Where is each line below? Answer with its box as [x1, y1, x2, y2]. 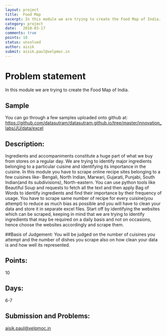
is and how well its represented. [5, 242, 71, 248]
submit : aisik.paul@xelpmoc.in [5, 49, 70, 54]
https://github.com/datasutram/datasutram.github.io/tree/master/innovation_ [5, 120, 162, 126]
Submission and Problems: [5, 312, 90, 321]
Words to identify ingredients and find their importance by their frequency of [5, 190, 162, 196]
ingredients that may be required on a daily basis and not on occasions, [5, 216, 152, 222]
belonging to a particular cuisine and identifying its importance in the [5, 164, 146, 169]
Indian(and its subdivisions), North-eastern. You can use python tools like [5, 179, 156, 185]
